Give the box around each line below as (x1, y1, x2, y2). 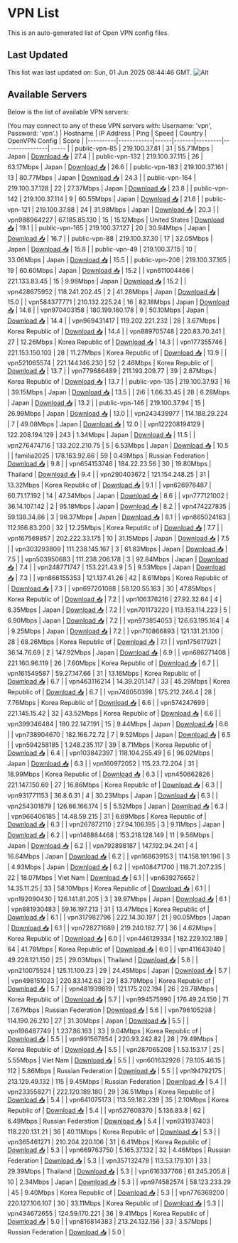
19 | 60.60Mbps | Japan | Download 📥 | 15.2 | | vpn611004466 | (7, 266, 194, 274)
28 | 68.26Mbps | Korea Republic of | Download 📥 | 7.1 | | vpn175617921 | (7, 637, 221, 646)
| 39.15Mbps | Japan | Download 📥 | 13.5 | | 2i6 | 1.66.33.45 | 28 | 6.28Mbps (7, 387, 230, 396)
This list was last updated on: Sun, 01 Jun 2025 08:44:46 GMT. (7, 68, 193, 76)
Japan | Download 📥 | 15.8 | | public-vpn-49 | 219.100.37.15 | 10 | (7, 244, 197, 253)
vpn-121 (7, 205, 31, 214)
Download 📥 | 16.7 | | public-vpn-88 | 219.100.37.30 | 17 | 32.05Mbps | (7, 234, 213, 242)
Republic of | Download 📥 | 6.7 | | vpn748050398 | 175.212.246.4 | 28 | (7, 687, 216, 696)
